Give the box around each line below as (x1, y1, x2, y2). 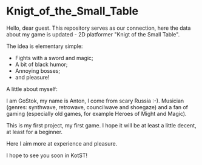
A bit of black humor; (15, 61, 68, 68)
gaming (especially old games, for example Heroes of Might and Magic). (6, 110, 187, 117)
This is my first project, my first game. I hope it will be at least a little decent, (6, 121, 197, 129)
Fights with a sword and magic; (15, 54, 94, 61)
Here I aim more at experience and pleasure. (6, 140, 118, 147)
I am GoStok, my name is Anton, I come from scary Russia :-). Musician (6, 97, 184, 104)
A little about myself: (6, 85, 58, 92)
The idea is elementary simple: (6, 42, 83, 50)
